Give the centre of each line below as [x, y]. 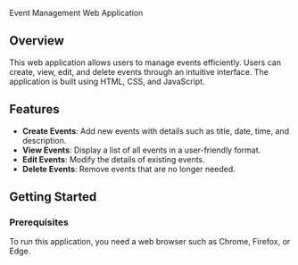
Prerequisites [39, 222]
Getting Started [53, 197]
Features [34, 109]
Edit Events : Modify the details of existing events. [113, 159]
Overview [37, 41]
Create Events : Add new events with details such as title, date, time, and [156, 131]
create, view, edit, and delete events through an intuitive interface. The [139, 71]
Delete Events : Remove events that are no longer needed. [129, 169]
